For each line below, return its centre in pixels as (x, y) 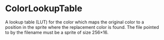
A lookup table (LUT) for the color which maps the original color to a (75, 22)
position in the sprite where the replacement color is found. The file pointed (82, 27)
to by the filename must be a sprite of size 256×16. (57, 32)
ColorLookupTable (44, 9)
